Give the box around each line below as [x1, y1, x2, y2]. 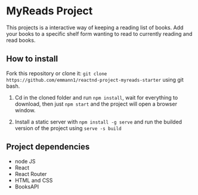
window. [14, 106, 36, 114]
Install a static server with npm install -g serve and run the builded [14, 118, 182, 125]
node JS [14, 157, 36, 165]
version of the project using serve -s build [14, 124, 122, 132]
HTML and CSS [14, 177, 53, 184]
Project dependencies [6, 142, 90, 152]
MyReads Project [6, 4, 93, 18]
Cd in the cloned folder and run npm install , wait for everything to [14, 94, 178, 101]
